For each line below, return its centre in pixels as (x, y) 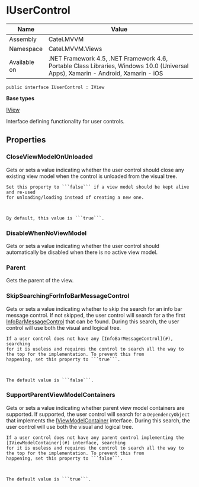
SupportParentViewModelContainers (61, 395)
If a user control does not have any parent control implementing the (95, 437)
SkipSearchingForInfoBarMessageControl (68, 296)
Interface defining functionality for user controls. (65, 121)
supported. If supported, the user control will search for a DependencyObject (98, 414)
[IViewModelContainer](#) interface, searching (66, 443)
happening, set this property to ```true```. (63, 359)
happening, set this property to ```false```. (65, 458)
